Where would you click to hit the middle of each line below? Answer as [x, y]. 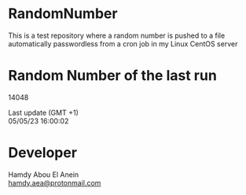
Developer [42, 153]
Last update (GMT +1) [43, 112]
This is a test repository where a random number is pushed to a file [117, 35]
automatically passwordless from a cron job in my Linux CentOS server [123, 43]
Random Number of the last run [113, 76]
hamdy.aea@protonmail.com [55, 182]
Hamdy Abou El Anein [44, 175]
